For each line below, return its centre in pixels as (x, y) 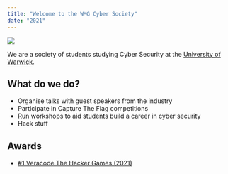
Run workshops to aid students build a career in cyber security (109, 116)
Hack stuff (33, 124)
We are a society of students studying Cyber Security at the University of (114, 54)
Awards (25, 146)
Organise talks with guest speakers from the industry (95, 101)
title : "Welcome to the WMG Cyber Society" (73, 14)
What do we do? (44, 83)
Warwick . (21, 62)
